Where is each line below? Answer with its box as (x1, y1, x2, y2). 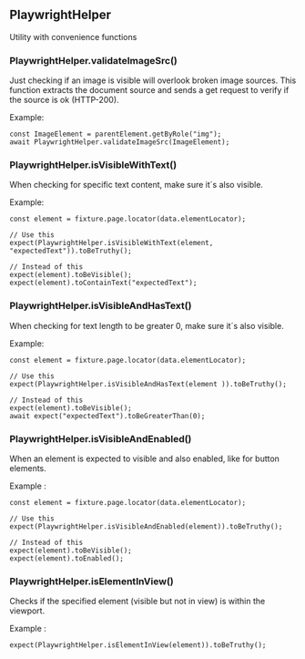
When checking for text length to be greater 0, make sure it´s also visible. (9, 320, 284, 331)
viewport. (9, 605, 46, 616)
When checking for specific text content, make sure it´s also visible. (9, 180, 264, 190)
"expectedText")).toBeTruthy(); (9, 246, 132, 256)
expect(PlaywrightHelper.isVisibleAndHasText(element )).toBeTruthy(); (9, 379, 287, 388)
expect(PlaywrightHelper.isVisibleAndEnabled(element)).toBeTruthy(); (9, 522, 283, 531)
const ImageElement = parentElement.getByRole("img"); (9, 129, 222, 139)
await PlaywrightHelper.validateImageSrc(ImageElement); (9, 138, 230, 147)
